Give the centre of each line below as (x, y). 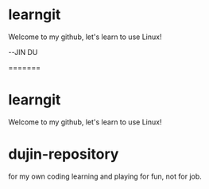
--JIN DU (23, 52)
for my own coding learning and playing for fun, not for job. (105, 176)
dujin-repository (64, 154)
